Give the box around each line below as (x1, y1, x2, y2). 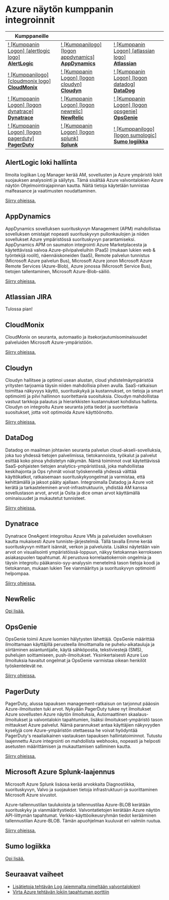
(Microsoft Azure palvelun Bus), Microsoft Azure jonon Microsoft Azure (5, 258, 152, 264)
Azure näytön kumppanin (5, 4, 114, 15)
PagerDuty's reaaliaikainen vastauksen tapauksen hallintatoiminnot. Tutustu (5, 733, 162, 739)
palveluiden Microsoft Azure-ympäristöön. (5, 339, 93, 346)
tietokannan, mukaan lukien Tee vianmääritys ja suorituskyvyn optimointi (5, 565, 156, 571)
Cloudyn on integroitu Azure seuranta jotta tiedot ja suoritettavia (5, 404, 138, 410)
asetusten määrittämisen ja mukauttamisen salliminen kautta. (5, 743, 132, 749)
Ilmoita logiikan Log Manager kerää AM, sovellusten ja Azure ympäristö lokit (5, 171, 162, 177)
